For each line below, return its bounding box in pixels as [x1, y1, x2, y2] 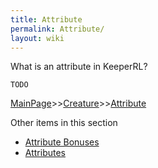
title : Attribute [10, 14, 83, 25]
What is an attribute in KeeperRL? [10, 61, 148, 73]
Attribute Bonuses [24, 136, 100, 148]
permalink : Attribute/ [10, 24, 105, 34]
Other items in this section [10, 117, 118, 129]
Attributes [24, 147, 66, 159]
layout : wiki [10, 33, 65, 43]
